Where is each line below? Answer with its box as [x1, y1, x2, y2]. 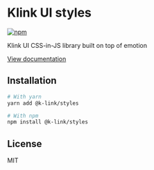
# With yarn [7, 93, 42, 100]
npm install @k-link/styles [7, 119, 89, 126]
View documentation [7, 54, 67, 63]
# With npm [7, 112, 39, 119]
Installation [7, 75, 57, 87]
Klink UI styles [7, 5, 92, 21]
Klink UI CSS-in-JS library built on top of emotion [7, 41, 148, 49]
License [7, 137, 42, 150]
